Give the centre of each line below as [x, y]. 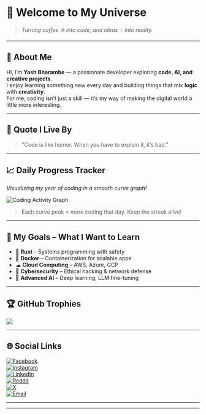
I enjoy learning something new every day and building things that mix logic [102, 85]
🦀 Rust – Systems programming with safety [70, 252]
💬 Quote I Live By [39, 130]
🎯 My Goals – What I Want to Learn [73, 237]
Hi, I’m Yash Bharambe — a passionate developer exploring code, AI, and [100, 72]
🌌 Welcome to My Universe [77, 13]
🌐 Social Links [34, 346]
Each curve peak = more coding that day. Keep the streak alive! [101, 212]
